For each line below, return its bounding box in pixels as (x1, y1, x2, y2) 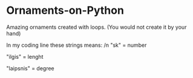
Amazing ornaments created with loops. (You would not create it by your (6, 23, 187, 31)
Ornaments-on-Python (6, 4, 124, 17)
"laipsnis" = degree (6, 64, 54, 72)
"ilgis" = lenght (6, 53, 44, 60)
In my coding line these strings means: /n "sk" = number (6, 41, 147, 49)
